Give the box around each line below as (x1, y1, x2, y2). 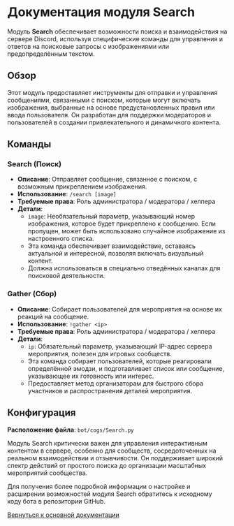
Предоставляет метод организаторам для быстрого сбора (27, 379, 204, 388)
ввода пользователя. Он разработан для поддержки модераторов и (7, 110, 212, 119)
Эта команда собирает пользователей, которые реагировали (27, 357, 212, 365)
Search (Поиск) (7, 159, 61, 169)
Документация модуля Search (7, 4, 196, 20)
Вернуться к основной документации (7, 511, 120, 519)
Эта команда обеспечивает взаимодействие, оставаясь (27, 242, 196, 250)
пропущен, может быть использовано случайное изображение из (27, 227, 226, 235)
